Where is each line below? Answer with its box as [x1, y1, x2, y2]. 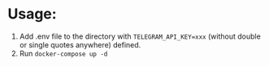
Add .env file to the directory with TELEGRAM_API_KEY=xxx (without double [19, 31, 261, 41]
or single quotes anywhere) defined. [19, 39, 141, 49]
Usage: [7, 5, 58, 23]
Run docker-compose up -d [19, 48, 108, 58]
